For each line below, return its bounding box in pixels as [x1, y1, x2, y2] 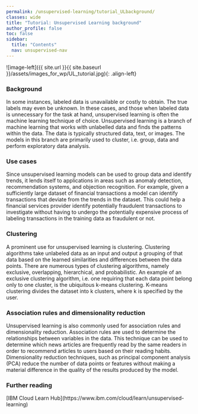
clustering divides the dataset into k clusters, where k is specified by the [6, 287, 183, 295]
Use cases [6, 157, 37, 165]
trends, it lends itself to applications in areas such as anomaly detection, [6, 177, 183, 184]
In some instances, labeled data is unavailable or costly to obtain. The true [6, 99, 188, 106]
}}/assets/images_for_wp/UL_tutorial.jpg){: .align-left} [6, 69, 137, 77]
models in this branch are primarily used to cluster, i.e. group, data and [6, 136, 179, 143]
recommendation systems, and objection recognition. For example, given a [6, 184, 189, 191]
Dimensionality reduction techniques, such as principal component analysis [6, 353, 191, 361]
